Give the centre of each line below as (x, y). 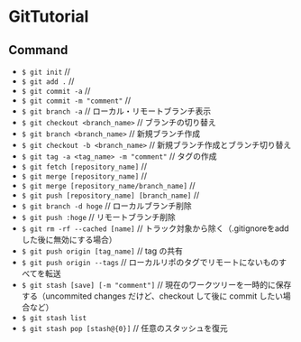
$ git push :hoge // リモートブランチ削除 (99, 217)
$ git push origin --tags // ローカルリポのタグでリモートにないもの (150, 262)
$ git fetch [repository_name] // (84, 166)
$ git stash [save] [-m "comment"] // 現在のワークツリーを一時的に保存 (156, 285)
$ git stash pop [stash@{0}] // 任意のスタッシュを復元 (125, 328)
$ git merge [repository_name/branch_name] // (108, 185)
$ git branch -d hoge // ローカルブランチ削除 (106, 206)
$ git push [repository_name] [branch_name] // (110, 195)
